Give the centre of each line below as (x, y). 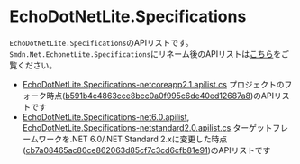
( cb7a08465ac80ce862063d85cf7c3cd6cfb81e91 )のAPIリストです (146, 150)
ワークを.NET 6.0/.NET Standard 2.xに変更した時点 (133, 139)
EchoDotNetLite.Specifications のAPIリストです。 (100, 42)
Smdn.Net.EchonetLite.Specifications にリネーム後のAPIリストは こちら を (145, 54)
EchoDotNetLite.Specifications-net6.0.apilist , (106, 117)
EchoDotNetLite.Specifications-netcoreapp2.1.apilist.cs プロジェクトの (153, 84)
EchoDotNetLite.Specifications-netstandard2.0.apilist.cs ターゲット (147, 127)
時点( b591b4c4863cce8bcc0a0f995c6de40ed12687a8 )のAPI (160, 96)
